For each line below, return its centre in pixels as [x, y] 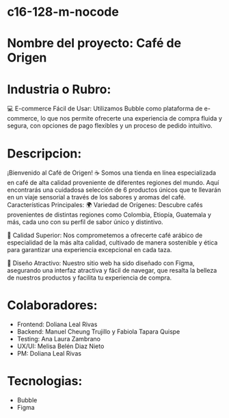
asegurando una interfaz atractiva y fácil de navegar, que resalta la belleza [112, 271]
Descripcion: [44, 153]
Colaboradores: [52, 305]
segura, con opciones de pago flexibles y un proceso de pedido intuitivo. [110, 126]
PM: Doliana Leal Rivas [49, 354]
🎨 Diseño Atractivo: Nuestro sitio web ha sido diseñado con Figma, [101, 263]
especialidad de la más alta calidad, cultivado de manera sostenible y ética [112, 243]
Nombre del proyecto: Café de [94, 44]
